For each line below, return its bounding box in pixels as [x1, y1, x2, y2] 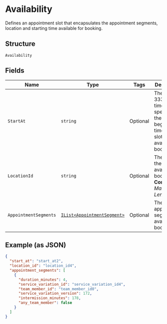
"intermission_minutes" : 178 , [18, 296, 81, 301]
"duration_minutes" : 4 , [18, 277, 68, 282]
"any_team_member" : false [18, 300, 72, 306]
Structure [5, 40, 36, 48]
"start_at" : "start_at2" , [9, 259, 64, 264]
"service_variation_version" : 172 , [18, 291, 92, 296]
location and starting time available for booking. [5, 25, 103, 31]
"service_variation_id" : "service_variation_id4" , [18, 282, 126, 287]
